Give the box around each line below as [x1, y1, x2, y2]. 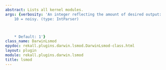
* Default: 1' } [14, 34, 46, 39]
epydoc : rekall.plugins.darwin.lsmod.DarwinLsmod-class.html [5, 43, 135, 49]
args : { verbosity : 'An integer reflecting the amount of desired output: [5, 12, 162, 17]
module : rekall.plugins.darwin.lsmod [5, 53, 84, 58]
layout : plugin [5, 48, 37, 53]
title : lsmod [5, 57, 32, 62]
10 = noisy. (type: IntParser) [14, 16, 79, 21]
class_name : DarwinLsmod [5, 39, 57, 44]
